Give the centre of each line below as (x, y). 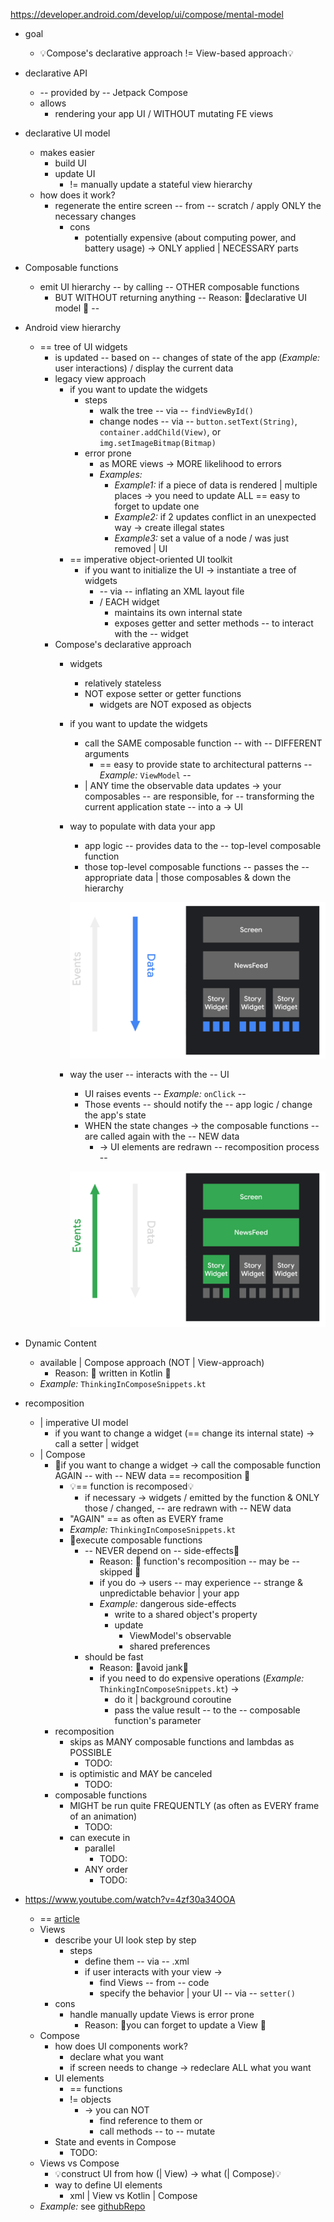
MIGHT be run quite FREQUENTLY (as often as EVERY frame (194, 1806)
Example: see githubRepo (92, 2206)
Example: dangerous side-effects (168, 1604)
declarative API (56, 73)
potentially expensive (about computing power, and (190, 237)
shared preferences (170, 1646)
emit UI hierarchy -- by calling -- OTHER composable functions (169, 287)
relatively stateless (123, 683)
